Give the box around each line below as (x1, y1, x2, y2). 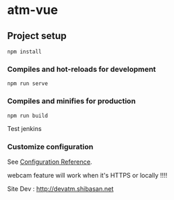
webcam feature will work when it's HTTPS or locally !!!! (7, 171, 168, 179)
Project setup (7, 30, 68, 42)
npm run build (7, 112, 49, 119)
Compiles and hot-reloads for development (7, 64, 157, 74)
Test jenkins (7, 124, 42, 132)
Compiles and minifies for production (7, 96, 136, 106)
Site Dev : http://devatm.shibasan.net (7, 184, 114, 193)
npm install (7, 48, 42, 55)
